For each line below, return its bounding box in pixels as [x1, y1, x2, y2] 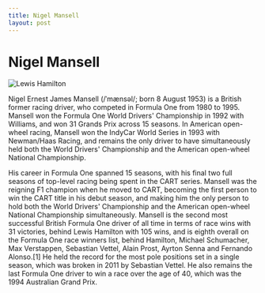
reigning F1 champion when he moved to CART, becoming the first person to [8, 185, 257, 194]
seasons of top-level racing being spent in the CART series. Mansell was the [8, 177, 257, 186]
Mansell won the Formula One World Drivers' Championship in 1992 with [8, 111, 244, 121]
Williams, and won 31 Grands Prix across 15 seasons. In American [8, 119, 221, 129]
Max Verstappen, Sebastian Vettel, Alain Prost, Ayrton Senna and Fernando [8, 244, 253, 254]
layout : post [8, 19, 51, 27]
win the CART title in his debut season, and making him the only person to [8, 193, 249, 203]
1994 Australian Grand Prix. [8, 277, 97, 287]
